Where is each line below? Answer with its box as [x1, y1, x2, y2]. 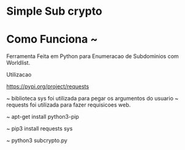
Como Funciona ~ [6, 32, 98, 47]
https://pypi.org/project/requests [6, 83, 89, 90]
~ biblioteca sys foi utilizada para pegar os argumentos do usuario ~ [6, 95, 179, 102]
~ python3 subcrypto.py [6, 137, 67, 144]
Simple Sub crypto [6, 4, 103, 18]
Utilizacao [6, 71, 32, 78]
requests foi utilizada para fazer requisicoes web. [6, 101, 131, 108]
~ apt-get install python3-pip [6, 113, 80, 121]
